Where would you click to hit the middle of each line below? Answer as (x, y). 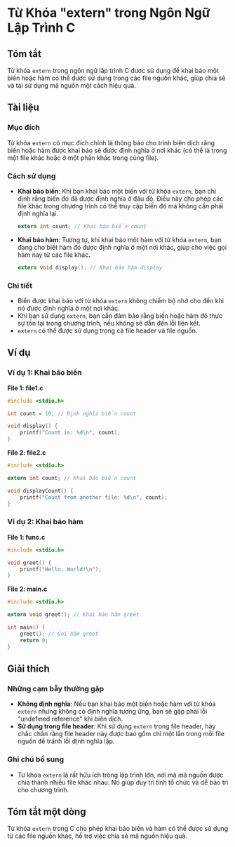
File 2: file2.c (27, 453)
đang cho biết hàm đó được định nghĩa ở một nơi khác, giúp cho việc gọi (122, 247)
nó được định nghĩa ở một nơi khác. (68, 308)
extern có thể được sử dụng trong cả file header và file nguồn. (107, 331)
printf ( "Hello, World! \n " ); (61, 569)
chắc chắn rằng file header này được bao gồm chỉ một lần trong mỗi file (121, 734)
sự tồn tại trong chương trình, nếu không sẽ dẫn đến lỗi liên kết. (109, 324)
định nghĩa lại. (38, 213)
